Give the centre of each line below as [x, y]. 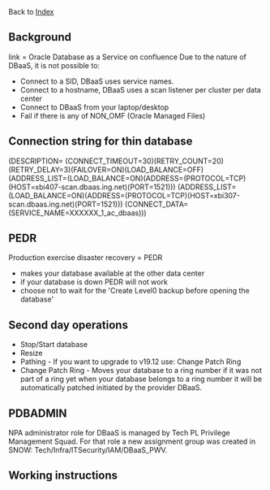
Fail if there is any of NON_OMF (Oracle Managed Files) [113, 115]
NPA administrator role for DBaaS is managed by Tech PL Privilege [119, 433]
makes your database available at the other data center [112, 273]
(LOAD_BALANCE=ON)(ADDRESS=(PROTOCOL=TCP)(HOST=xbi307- [124, 195]
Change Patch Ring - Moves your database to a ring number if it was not [141, 371]
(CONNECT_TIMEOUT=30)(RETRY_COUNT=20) [144, 161]
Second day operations [68, 325]
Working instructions [63, 476]
